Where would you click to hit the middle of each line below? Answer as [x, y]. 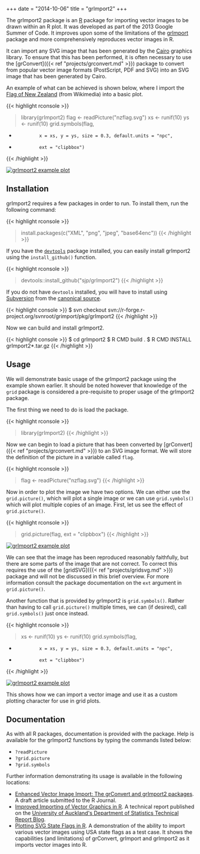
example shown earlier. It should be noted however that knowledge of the [96, 385]
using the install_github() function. [51, 257]
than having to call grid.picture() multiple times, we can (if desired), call [96, 607]
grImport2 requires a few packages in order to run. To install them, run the [97, 203]
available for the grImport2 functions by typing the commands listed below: [99, 740]
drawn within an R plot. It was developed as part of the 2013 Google [90, 27]
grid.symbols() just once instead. [47, 613]
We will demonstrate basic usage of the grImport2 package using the [91, 379]
